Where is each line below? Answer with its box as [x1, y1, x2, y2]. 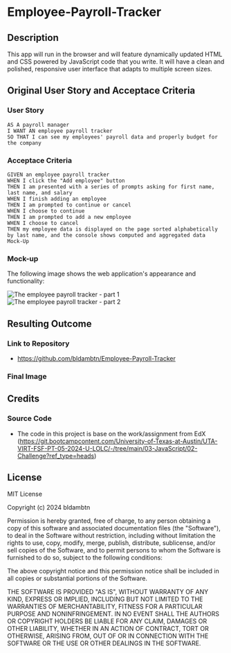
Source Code [7, 413, 52, 423]
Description [7, 32, 59, 44]
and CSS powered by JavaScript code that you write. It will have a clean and [7, 57, 225, 66]
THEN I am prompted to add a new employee [7, 213, 131, 220]
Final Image [7, 371, 47, 381]
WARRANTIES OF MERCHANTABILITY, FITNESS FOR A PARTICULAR [7, 602, 203, 611]
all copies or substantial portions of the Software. [7, 574, 147, 582]
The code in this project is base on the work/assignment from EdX [17, 429, 206, 438]
